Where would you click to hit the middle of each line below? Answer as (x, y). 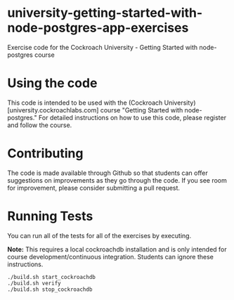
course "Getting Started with (142, 110)
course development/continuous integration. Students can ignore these (111, 256)
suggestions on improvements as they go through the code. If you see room (117, 180)
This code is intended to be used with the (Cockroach (85, 103)
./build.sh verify (34, 283)
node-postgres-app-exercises (98, 28)
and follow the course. (40, 125)
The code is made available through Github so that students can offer (108, 173)
